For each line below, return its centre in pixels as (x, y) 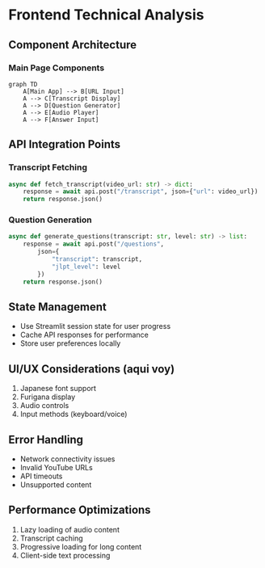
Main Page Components (57, 68)
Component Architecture (73, 45)
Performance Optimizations (80, 510)
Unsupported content (56, 485)
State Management (57, 307)
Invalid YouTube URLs (56, 468)
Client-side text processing (65, 555)
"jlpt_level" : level (86, 267)
